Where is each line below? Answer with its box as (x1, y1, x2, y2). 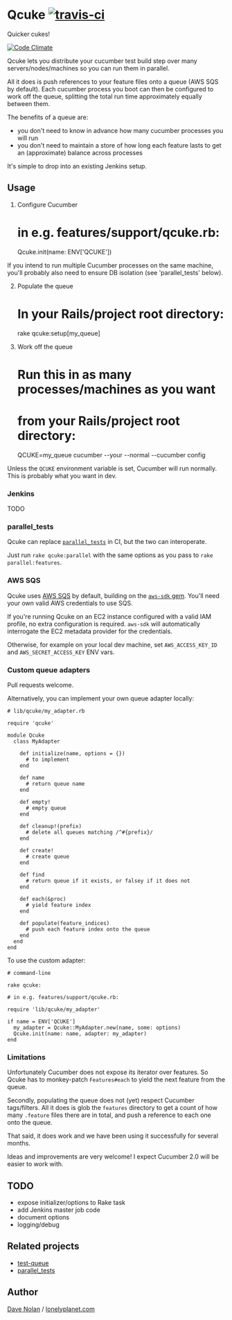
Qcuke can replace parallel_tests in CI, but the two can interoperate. (7, 538, 207, 546)
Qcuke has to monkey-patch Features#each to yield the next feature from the (7, 1075, 226, 1084)
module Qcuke (7, 732, 45, 739)
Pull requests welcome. (7, 680, 74, 689)
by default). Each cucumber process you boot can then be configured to (7, 85, 214, 93)
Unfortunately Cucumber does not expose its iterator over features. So (7, 1068, 208, 1077)
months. (7, 1139, 31, 1147)
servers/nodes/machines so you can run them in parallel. (7, 64, 170, 72)
